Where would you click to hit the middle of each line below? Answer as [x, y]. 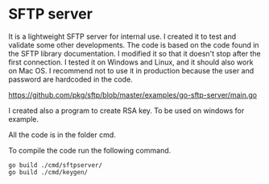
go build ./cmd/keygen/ [48, 172]
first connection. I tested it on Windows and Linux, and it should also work [131, 62]
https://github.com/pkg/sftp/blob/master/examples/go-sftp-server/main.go [133, 94]
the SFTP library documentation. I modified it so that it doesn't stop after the [134, 53]
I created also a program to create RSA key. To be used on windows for [126, 111]
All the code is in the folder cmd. [62, 135]
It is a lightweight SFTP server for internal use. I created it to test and [122, 36]
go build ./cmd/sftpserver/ [56, 165]
